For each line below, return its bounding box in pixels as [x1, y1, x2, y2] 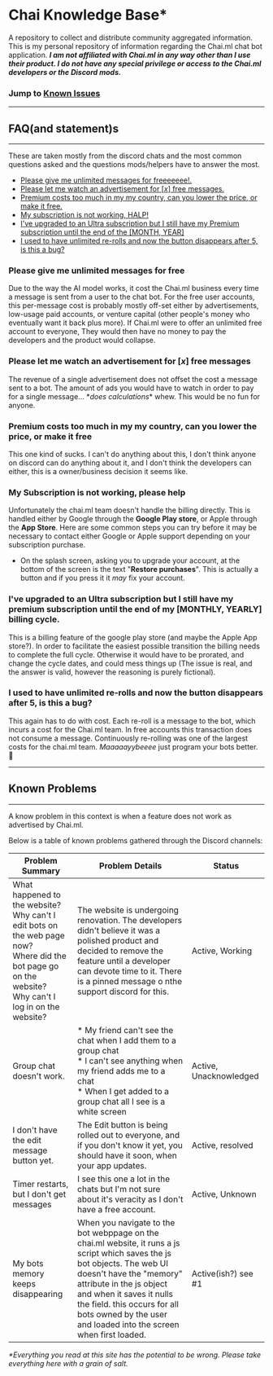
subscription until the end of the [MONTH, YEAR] [19, 227, 184, 237]
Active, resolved [191, 1139, 253, 1150]
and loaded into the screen [76, 1318, 180, 1330]
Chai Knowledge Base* [8, 6, 168, 24]
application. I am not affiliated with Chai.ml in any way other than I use [8, 50, 251, 59]
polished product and [76, 934, 159, 946]
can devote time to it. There [76, 965, 183, 977]
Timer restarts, [12, 1178, 69, 1189]
